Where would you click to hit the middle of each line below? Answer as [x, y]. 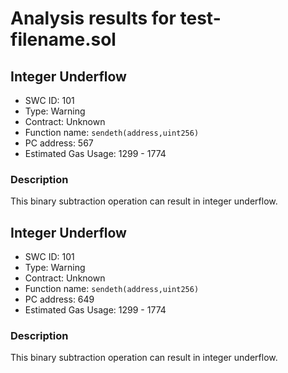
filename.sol [63, 39]
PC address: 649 [59, 299]
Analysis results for [93, 18]
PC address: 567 [59, 143]
